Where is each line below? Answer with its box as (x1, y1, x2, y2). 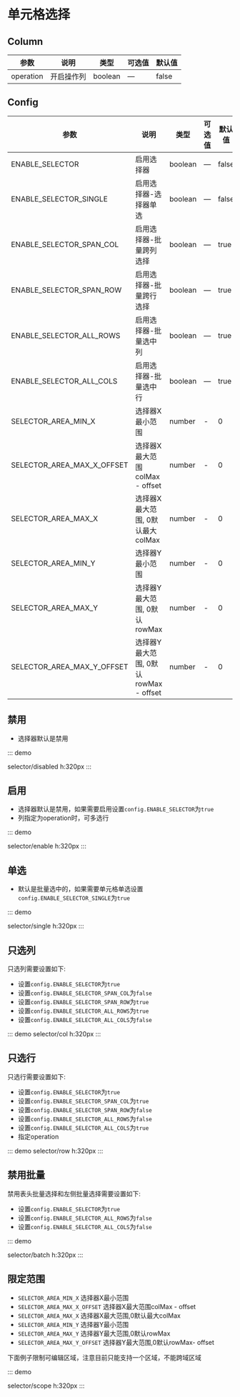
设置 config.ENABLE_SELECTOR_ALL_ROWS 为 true (17, 1006, 149, 1015)
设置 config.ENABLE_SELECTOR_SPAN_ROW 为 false (17, 1105, 152, 1114)
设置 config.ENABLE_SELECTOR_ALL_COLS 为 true (17, 1123, 149, 1132)
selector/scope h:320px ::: (7, 1381, 85, 1390)
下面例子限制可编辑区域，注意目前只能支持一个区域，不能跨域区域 (7, 1353, 201, 1361)
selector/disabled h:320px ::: (7, 762, 91, 771)
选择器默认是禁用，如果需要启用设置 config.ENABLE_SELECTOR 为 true (17, 805, 214, 813)
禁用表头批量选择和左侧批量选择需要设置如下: (7, 1189, 141, 1198)
